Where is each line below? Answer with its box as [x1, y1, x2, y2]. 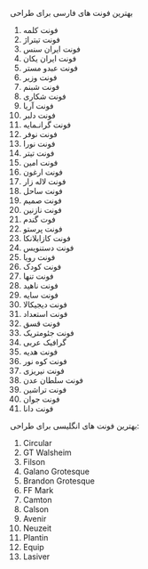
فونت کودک [22, 262, 61, 272]
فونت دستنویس [22, 242, 74, 253]
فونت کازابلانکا [22, 233, 72, 243]
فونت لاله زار [22, 176, 66, 186]
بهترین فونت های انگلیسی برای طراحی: [10, 420, 140, 431]
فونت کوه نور [22, 356, 67, 366]
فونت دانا [22, 403, 54, 413]
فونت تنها [22, 271, 54, 281]
